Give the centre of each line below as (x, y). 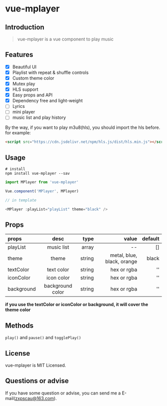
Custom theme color (33, 78)
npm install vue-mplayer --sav (38, 174)
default (151, 239)
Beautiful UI (24, 67)
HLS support (25, 89)
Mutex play (24, 84)
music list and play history (39, 117)
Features (19, 55)
